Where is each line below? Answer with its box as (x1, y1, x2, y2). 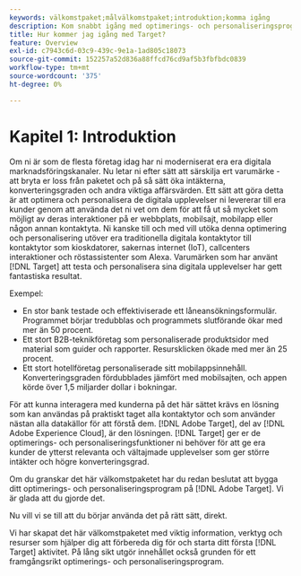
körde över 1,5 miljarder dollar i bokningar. (21, 381, 177, 392)
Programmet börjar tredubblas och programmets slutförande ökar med (21, 315, 283, 326)
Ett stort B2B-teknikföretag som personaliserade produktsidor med (21, 334, 269, 345)
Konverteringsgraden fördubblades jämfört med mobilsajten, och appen (21, 371, 288, 382)
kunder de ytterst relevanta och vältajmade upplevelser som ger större (9, 446, 271, 458)
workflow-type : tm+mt (9, 64, 90, 73)
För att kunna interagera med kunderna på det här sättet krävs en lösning (9, 398, 279, 409)
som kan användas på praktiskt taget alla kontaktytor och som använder (9, 408, 276, 419)
